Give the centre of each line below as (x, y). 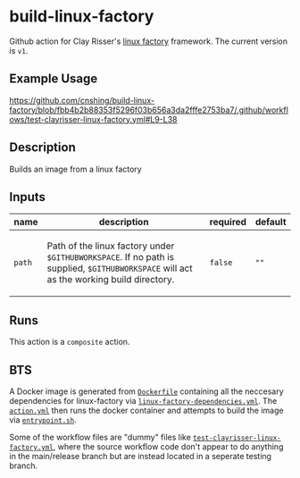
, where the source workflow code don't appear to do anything (168, 447)
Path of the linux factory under (111, 246)
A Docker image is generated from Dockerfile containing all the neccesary (146, 391)
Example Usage (54, 79)
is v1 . (19, 50)
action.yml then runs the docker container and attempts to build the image (146, 410)
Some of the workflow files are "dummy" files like (100, 437)
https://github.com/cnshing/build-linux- (82, 100)
